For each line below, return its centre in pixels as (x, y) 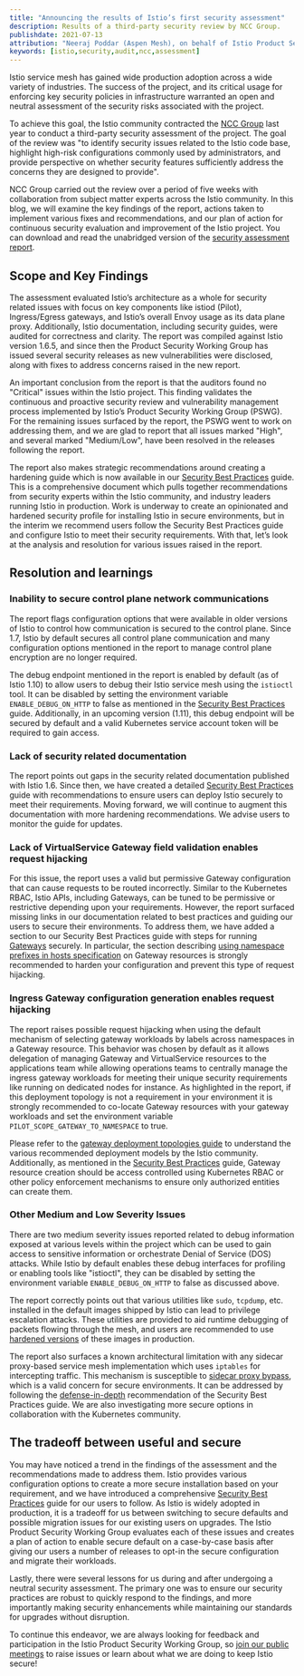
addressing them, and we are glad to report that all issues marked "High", (146, 431)
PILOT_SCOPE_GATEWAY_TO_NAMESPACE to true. (89, 1126)
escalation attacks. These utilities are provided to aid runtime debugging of (149, 1319)
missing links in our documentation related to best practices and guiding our (151, 917)
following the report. (47, 450)
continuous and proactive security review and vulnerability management (144, 402)
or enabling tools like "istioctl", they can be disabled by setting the (133, 1273)
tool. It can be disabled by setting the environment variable (119, 693)
